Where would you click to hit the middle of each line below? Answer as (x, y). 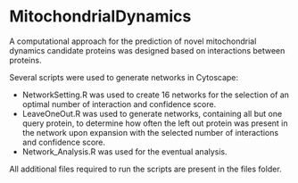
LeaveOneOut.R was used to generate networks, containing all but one (152, 113)
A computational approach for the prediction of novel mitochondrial (133, 41)
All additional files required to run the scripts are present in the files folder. (146, 169)
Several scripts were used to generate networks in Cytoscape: (124, 77)
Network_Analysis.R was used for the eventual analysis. (124, 151)
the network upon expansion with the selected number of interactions (150, 132)
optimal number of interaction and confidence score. (119, 104)
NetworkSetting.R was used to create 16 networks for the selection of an (156, 95)
